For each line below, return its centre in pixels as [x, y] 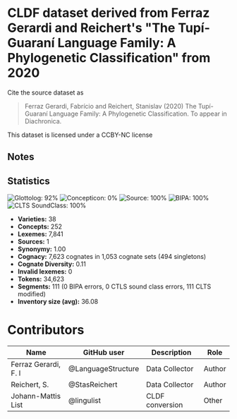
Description [171, 353]
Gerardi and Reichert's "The [91, 28]
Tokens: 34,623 [41, 279]
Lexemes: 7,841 [40, 234]
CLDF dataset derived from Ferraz [109, 13]
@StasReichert [93, 384]
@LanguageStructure [104, 369]
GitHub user [104, 353]
